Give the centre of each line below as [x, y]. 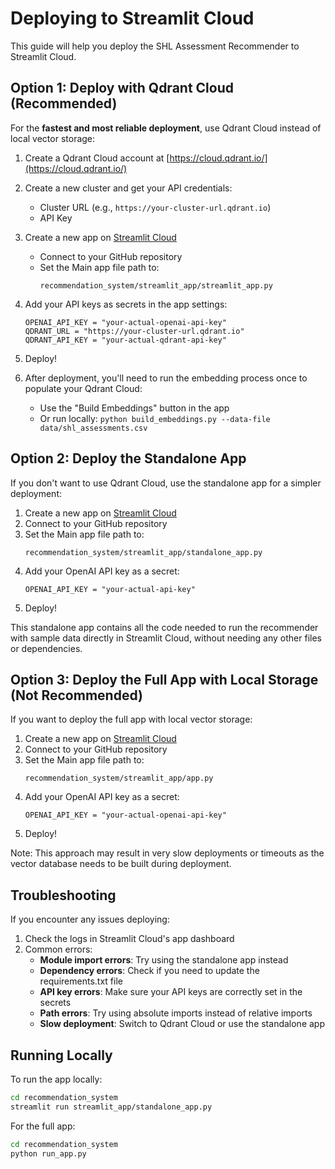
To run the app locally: [56, 1079]
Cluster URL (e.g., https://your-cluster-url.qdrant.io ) [155, 207]
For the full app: [43, 1126]
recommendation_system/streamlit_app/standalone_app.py [143, 552]
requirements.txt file [81, 981]
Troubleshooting [63, 895]
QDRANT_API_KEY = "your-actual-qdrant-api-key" [125, 340]
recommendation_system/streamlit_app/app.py [119, 778]
